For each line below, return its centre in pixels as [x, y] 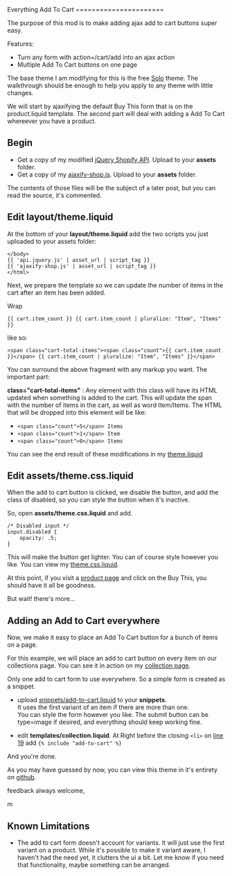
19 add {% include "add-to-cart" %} [70, 743]
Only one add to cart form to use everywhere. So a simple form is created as [116, 679]
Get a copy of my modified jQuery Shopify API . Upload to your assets [116, 159]
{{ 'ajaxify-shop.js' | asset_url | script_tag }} [82, 266]
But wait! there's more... [41, 599]
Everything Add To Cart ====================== [86, 9]
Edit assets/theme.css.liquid [70, 476]
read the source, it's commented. [54, 195]
